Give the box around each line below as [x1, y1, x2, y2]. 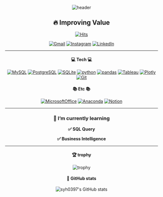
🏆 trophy [72, 152, 91, 158]
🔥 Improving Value [53, 18, 110, 27]
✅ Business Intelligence [57, 136, 106, 141]
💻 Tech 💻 [71, 57, 92, 62]
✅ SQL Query [67, 126, 96, 132]
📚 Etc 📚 [72, 86, 91, 91]
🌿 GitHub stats [66, 176, 97, 182]
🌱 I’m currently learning [53, 115, 110, 122]
